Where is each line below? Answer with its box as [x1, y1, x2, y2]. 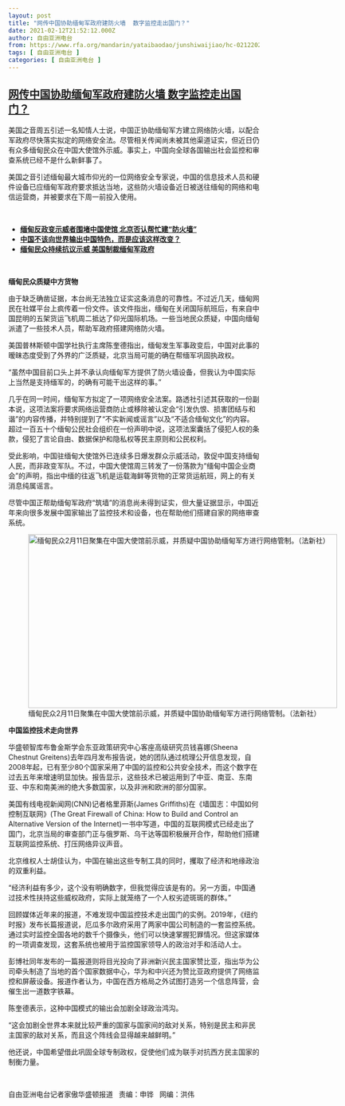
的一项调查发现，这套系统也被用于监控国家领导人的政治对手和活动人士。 [8, 939, 245, 949]
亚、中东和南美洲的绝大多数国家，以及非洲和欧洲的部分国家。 [8, 782, 211, 791]
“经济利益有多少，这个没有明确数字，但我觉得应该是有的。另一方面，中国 [8, 882, 249, 892]
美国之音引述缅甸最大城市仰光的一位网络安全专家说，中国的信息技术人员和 [8, 172, 253, 182]
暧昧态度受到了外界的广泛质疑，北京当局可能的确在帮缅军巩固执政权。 [8, 350, 239, 359]
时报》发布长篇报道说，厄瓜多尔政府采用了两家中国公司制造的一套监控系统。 [8, 920, 260, 929]
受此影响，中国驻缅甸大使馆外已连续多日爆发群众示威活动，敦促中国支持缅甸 [8, 451, 260, 461]
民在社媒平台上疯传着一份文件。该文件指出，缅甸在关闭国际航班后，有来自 [8, 304, 253, 313]
